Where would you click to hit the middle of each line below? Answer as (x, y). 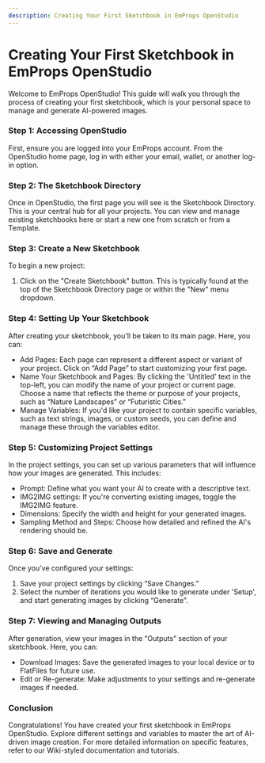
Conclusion (31, 708)
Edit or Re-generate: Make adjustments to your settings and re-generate (137, 679)
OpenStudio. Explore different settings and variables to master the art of (126, 733)
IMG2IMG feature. (49, 505)
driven (19, 742)
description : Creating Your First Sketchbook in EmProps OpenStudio (123, 15)
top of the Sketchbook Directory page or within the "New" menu (124, 289)
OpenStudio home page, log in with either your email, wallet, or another (125, 156)
